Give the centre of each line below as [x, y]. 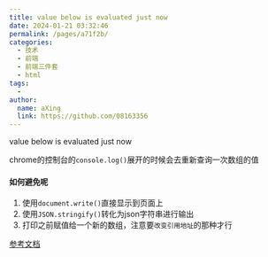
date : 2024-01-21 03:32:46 [59, 26]
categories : [31, 42]
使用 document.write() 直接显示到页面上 [92, 203]
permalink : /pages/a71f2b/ [59, 34]
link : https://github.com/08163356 [83, 116]
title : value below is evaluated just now [88, 17]
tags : [19, 83]
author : [23, 100]
